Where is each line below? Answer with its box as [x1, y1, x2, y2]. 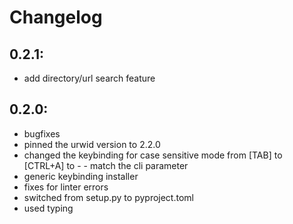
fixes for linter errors [23, 181, 109, 193]
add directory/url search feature [23, 72, 156, 84]
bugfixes [23, 127, 61, 140]
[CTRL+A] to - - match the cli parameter [23, 159, 189, 171]
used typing [23, 202, 74, 214]
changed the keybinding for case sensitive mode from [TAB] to [23, 149, 283, 161]
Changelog [9, 6, 103, 29]
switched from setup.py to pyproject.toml [23, 191, 194, 203]
